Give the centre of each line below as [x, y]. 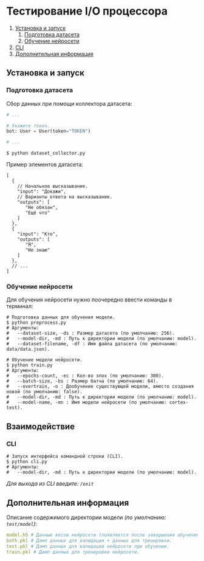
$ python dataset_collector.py [46, 153]
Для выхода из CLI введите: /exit [50, 484]
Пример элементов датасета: [45, 165]
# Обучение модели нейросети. [45, 360]
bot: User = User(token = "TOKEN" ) [49, 131]
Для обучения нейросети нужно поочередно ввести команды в [89, 300]
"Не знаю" [38, 250]
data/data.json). [28, 349]
